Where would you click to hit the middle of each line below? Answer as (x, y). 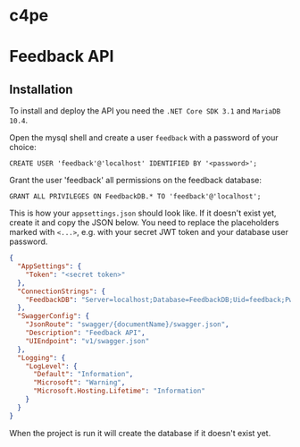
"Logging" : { (42, 358)
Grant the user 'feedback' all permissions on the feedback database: (135, 181)
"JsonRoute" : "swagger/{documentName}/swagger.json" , (127, 325)
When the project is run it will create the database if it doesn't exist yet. (140, 433)
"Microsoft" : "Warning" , (79, 383)
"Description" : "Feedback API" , (85, 333)
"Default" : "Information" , (83, 375)
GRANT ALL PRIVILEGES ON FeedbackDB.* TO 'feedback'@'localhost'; (135, 197)
